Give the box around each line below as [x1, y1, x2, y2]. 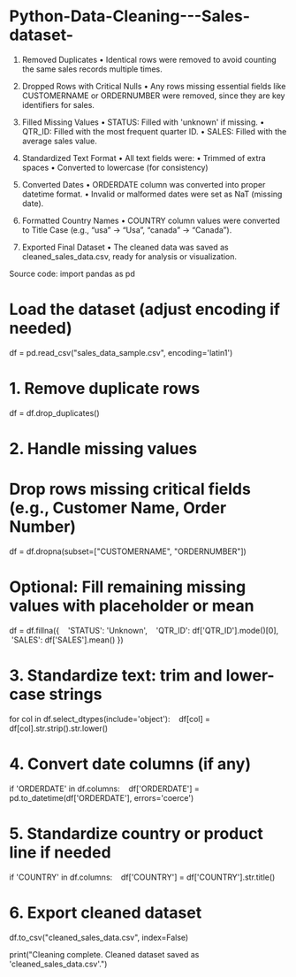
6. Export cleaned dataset [9, 903, 202, 922]
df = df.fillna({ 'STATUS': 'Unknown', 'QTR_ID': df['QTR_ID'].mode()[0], [9, 625, 279, 635]
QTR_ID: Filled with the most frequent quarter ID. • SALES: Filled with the [21, 126, 287, 136]
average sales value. [21, 135, 97, 146]
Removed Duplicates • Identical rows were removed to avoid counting [21, 54, 277, 65]
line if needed [9, 842, 112, 862]
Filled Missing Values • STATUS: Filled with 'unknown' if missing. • [21, 117, 265, 127]
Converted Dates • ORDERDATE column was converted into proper [21, 179, 266, 189]
